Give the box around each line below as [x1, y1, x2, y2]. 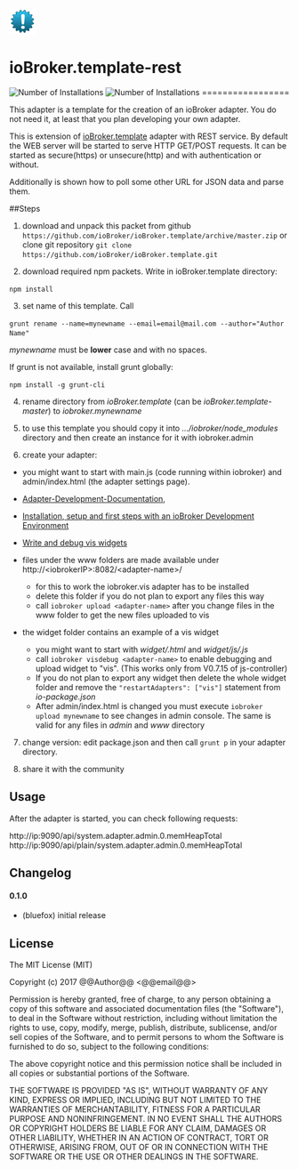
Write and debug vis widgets [21, 537, 127, 548]
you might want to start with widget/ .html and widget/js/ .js [35, 644, 249, 655]
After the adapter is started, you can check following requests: [9, 813, 238, 824]
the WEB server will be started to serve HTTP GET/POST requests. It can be [9, 140, 287, 150]
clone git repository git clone [21, 239, 132, 250]
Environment [21, 520, 69, 530]
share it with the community [21, 763, 125, 774]
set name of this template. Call [21, 300, 134, 310]
